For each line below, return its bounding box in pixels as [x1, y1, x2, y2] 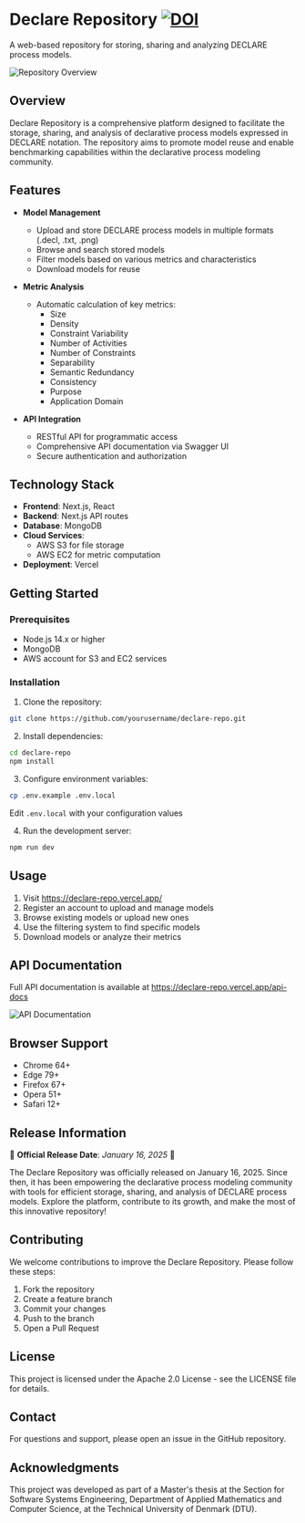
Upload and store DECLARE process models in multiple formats [36, 224, 274, 235]
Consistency [49, 376, 97, 387]
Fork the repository [22, 1283, 96, 1295]
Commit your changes [22, 1303, 107, 1314]
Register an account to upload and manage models [22, 902, 215, 913]
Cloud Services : [22, 530, 85, 541]
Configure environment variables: [22, 773, 148, 784]
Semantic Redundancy [49, 366, 135, 378]
